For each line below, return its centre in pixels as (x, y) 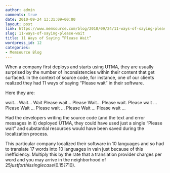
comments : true (21, 15)
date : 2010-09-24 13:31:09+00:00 (40, 19)
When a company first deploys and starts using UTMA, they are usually (79, 67)
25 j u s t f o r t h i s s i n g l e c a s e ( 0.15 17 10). (40, 165)
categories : (18, 48)
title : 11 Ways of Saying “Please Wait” (49, 38)
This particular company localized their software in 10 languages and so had (85, 143)
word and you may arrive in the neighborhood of (56, 159)
